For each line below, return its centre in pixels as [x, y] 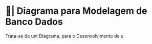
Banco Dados [34, 22]
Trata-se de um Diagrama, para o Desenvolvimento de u [64, 36]
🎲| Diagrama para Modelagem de [76, 11]
